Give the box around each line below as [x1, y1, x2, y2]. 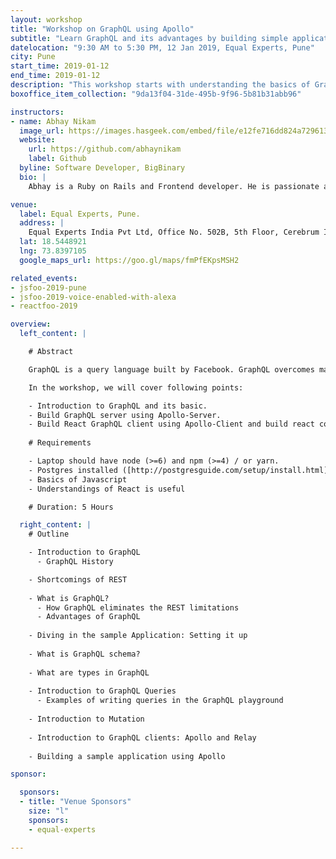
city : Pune [10, 52, 56, 62]
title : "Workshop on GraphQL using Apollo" [10, 24, 195, 34]
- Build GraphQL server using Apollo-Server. [28, 410, 222, 420]
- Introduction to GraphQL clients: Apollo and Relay [28, 732, 257, 743]
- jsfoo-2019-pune [10, 282, 87, 293]
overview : [10, 319, 52, 330]
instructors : [10, 107, 65, 117]
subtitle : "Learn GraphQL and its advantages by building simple [10, 33, 288, 43]
